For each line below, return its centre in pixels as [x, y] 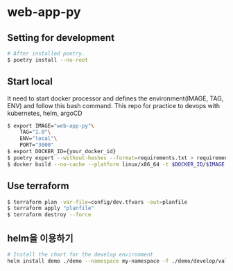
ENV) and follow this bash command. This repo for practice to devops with [114, 105]
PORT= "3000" [37, 145]
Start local [30, 81]
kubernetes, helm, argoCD [45, 113]
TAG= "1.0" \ [35, 132]
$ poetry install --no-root [48, 60]
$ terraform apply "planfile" [51, 209]
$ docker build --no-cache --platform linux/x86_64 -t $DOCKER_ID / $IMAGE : [118, 164]
